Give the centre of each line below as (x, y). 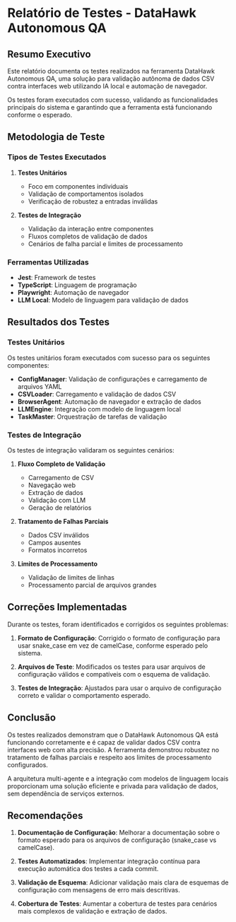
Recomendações (45, 816)
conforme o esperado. (40, 115)
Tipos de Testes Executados (57, 157)
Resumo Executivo (49, 54)
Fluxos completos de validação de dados (88, 236)
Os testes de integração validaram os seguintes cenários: (91, 450)
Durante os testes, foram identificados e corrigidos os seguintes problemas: (118, 624)
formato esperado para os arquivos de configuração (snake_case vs (117, 840)
